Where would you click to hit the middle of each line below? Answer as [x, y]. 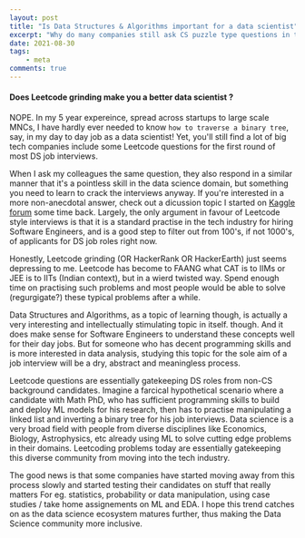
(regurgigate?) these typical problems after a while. [105, 298]
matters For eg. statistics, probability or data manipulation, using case [140, 494]
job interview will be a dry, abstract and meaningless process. [125, 363]
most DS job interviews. [54, 156]
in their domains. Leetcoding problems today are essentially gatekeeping [145, 448]
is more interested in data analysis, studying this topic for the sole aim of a [148, 354]
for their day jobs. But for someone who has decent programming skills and [150, 344]
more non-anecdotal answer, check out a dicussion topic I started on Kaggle [152, 203]
